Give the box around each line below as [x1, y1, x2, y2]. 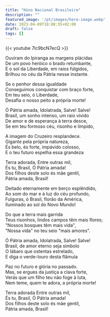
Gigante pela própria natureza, [5, 138, 69, 145]
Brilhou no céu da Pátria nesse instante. [5, 71, 89, 77]
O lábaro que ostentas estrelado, [5, 248, 74, 254]
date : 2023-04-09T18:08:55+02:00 [5, 21, 76, 27]
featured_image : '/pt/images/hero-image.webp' [5, 17, 106, 22]
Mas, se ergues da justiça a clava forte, [5, 269, 88, 275]
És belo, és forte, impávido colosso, [5, 144, 80, 150]
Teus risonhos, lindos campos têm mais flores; [5, 217, 103, 223]
